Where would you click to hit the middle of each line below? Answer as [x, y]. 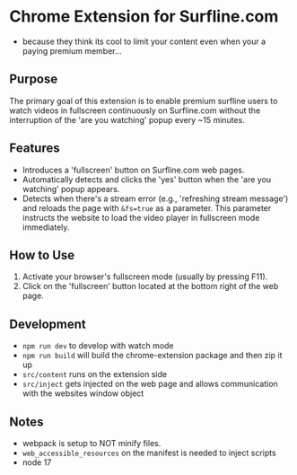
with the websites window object [83, 393]
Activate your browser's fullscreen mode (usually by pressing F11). [145, 277]
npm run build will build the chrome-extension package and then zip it [152, 356]
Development [48, 324]
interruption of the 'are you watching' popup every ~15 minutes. [127, 119]
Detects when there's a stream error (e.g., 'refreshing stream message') [155, 198]
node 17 [37, 462]
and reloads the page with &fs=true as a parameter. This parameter [147, 207]
